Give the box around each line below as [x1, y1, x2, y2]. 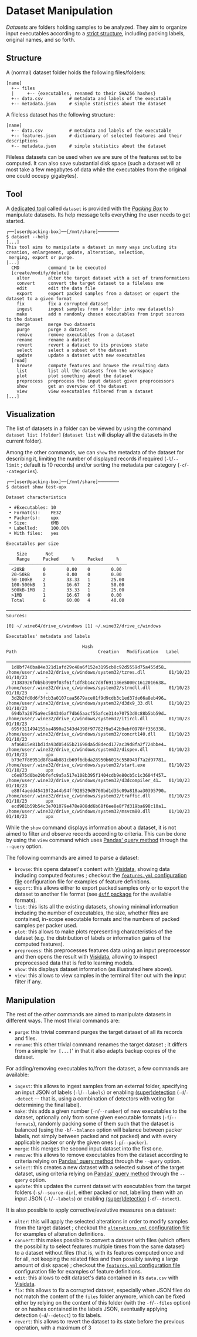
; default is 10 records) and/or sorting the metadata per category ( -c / [20, 461, 187, 468]
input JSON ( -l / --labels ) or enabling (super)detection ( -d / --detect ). [14, 1195, 181, 1202]
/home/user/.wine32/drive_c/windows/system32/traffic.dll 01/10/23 [6, 793, 191, 799]
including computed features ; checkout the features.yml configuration [14, 872, 187, 879]
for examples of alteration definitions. [14, 1230, 106, 1238]
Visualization [6, 409, 56, 419]
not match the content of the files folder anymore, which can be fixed [14, 1293, 185, 1300]
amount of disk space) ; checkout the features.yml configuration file [14, 1262, 181, 1269]
